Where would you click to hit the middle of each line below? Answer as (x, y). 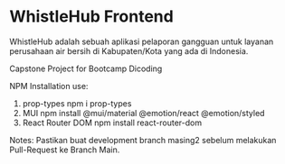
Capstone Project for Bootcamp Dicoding (86, 68)
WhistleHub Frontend (91, 17)
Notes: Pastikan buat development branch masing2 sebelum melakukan (143, 140)
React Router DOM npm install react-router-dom (112, 123)
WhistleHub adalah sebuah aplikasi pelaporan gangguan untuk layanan (142, 41)
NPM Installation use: (49, 86)
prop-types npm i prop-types (77, 103)
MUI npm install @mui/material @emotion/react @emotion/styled (143, 113)
